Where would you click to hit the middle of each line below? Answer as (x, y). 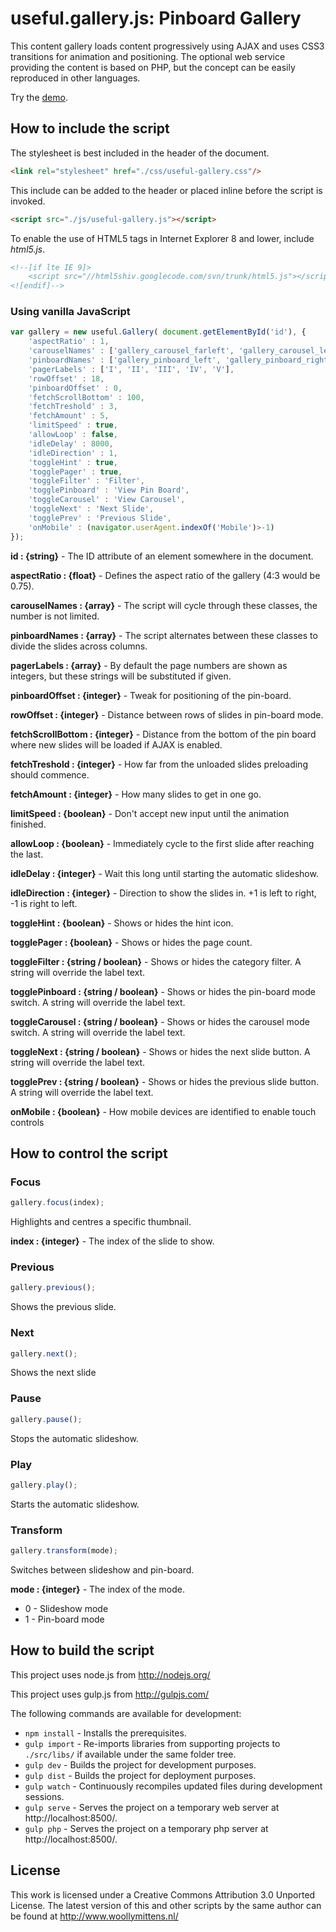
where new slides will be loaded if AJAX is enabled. (116, 744)
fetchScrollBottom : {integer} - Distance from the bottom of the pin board (163, 734)
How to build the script (82, 1650)
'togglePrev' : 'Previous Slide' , (100, 518)
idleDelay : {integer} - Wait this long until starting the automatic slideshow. (164, 873)
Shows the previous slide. (63, 1307)
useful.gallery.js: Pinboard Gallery (156, 18)
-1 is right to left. (44, 903)
